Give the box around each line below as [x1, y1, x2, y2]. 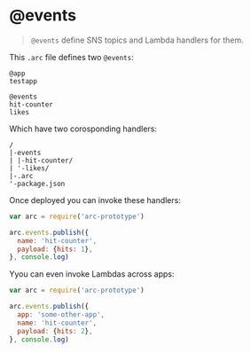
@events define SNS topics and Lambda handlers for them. [30, 35, 244, 45]
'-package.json [9, 179, 66, 188]
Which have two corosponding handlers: [9, 123, 158, 134]
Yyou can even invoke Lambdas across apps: [9, 269, 175, 279]
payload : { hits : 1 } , [17, 245, 93, 254]
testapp [9, 76, 38, 85]
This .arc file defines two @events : [9, 51, 135, 62]
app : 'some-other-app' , [17, 310, 105, 319]
